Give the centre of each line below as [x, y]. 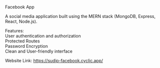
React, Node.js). [21, 21]
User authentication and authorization [43, 36]
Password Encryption [26, 46]
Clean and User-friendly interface [39, 51]
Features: [15, 31]
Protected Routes [22, 41]
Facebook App [20, 7]
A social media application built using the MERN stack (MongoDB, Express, [80, 16]
